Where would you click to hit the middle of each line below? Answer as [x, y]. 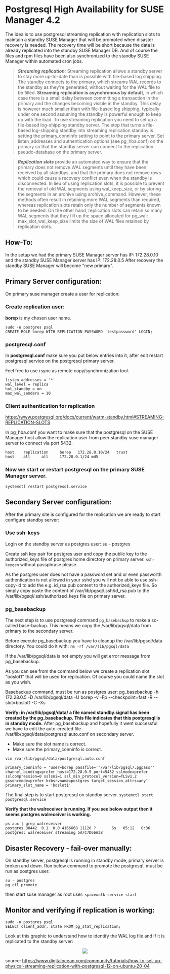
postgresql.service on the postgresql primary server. [60, 361]
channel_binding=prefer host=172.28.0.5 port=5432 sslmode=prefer [77, 772]
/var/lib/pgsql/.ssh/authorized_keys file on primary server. [66, 596]
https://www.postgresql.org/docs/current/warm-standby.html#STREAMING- [85, 417]
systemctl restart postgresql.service [46, 486]
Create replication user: [35, 307]
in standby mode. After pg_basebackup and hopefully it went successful [81, 723]
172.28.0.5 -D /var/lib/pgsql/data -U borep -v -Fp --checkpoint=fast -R [79, 697]
